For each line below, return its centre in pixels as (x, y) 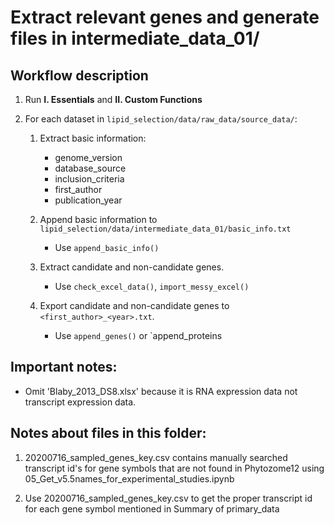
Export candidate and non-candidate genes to (134, 305)
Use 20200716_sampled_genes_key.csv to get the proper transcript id (168, 498)
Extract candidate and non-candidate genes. (132, 267)
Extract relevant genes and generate (165, 17)
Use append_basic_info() (107, 247)
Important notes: (64, 367)
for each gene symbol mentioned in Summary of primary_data (152, 508)
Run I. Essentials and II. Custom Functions (113, 99)
